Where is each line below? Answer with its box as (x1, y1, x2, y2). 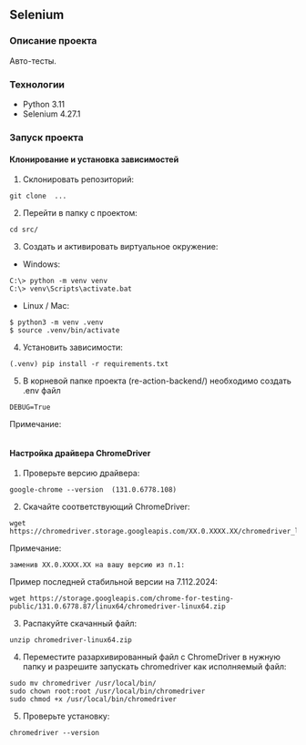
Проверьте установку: (22, 710, 110, 722)
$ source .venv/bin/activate (9, 326, 120, 335)
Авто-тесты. (9, 55, 57, 66)
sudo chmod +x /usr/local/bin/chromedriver (9, 695, 178, 704)
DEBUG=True (9, 403, 51, 413)
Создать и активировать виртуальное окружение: (22, 241, 219, 252)
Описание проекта (9, 35, 97, 47)
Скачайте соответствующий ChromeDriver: (22, 501, 190, 513)
